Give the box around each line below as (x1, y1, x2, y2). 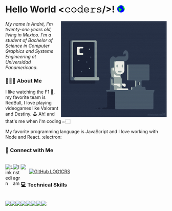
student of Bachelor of (5, 37, 53, 43)
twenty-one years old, (5, 26, 52, 32)
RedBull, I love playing (5, 100, 52, 106)
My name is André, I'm (5, 20, 53, 27)
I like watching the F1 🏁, (5, 89, 55, 95)
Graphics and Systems (5, 48, 54, 54)
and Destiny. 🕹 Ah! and (5, 111, 55, 117)
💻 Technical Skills (20, 181, 68, 188)
